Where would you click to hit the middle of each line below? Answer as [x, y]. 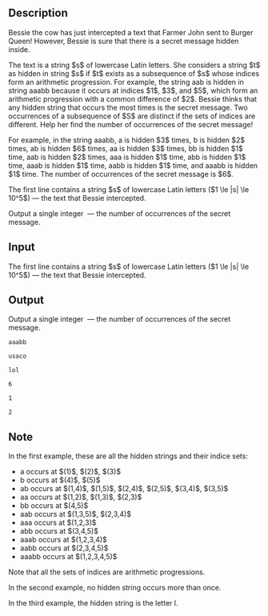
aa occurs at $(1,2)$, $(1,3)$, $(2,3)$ [81, 497]
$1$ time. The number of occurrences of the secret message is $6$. [121, 174]
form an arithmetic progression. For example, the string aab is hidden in [126, 82]
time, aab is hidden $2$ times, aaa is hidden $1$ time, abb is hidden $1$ [127, 157]
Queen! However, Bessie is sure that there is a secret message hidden [124, 41]
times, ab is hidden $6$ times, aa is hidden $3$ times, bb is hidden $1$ [126, 148]
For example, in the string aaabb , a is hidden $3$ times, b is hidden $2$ [127, 140]
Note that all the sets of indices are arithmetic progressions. [107, 572]
